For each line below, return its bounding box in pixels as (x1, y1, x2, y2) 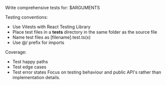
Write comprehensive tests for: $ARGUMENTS (5, 5, 100, 10)
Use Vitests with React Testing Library (12, 24, 91, 30)
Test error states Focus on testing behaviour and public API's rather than (12, 69, 162, 75)
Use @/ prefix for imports (12, 40, 65, 45)
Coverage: (5, 49, 27, 55)
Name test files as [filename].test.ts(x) (12, 35, 91, 40)
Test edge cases (12, 64, 47, 70)
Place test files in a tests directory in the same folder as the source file (12, 29, 158, 35)
